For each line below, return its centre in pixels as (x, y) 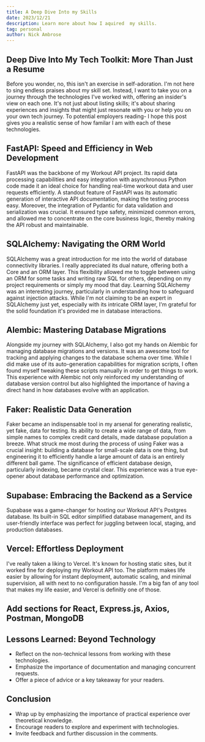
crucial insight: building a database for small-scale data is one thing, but (97, 450)
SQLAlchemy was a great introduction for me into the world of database (97, 259)
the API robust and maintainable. (47, 224)
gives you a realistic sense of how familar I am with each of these (89, 122)
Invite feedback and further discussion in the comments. (86, 733)
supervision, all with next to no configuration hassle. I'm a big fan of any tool (102, 583)
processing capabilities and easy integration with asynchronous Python (96, 179)
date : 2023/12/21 (28, 18)
